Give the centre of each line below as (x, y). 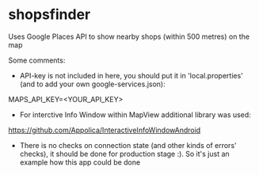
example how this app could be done (80, 162)
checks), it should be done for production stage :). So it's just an (124, 154)
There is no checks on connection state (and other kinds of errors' (128, 145)
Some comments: (37, 60)
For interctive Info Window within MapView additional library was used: (135, 114)
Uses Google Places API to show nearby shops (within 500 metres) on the (129, 36)
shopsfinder (50, 15)
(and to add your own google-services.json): (92, 84)
